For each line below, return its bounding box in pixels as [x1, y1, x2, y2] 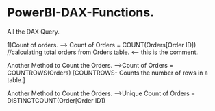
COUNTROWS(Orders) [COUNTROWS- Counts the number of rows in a [7, 69, 209, 77]
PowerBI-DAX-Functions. [7, 5, 155, 21]
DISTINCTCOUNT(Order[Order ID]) [7, 96, 106, 104]
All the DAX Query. [7, 27, 60, 36]
